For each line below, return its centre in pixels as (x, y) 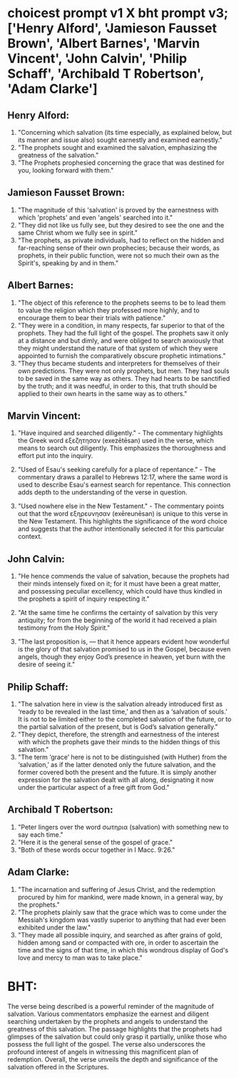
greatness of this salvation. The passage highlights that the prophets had (115, 1029)
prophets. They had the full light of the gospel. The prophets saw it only (123, 332)
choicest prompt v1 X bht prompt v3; (118, 13)
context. (30, 537)
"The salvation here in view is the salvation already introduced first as (120, 704)
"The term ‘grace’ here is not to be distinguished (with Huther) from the (122, 757)
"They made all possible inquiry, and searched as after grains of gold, (120, 935)
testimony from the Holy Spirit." (64, 628)
